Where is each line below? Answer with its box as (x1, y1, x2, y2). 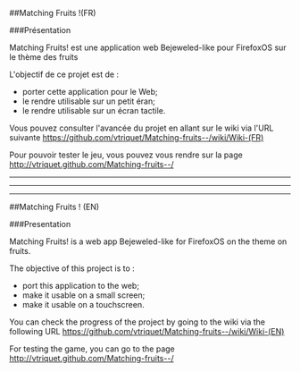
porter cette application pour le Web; (21, 87, 158, 97)
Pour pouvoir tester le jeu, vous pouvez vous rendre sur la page (9, 149, 243, 160)
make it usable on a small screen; (21, 290, 146, 300)
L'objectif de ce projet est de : (9, 69, 119, 80)
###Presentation (9, 219, 71, 229)
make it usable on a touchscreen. (21, 300, 145, 309)
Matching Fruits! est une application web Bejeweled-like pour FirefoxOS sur (9, 42, 287, 53)
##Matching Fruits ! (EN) (9, 201, 100, 212)
